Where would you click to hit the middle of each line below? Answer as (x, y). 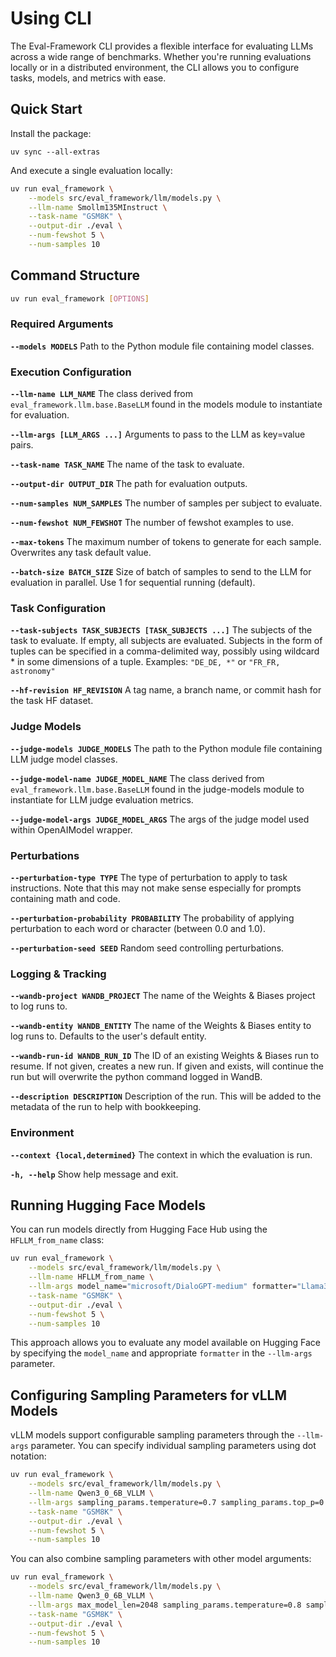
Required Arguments (62, 324)
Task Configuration (58, 609)
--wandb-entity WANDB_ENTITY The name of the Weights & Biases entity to (161, 1026)
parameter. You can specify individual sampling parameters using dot (173, 1446)
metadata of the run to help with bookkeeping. (106, 1107)
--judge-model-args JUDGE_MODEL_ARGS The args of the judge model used (160, 819)
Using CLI (51, 18)
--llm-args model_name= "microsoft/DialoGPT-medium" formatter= (163, 1287)
